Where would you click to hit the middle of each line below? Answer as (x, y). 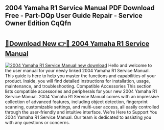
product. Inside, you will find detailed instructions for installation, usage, (78, 81)
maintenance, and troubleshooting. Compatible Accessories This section (78, 86)
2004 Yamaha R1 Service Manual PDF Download (80, 8)
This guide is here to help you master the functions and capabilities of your (81, 76)
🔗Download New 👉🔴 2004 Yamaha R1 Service (77, 43)
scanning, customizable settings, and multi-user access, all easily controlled (82, 107)
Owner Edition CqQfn (38, 23)
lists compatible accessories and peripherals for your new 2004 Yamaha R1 (81, 91)
